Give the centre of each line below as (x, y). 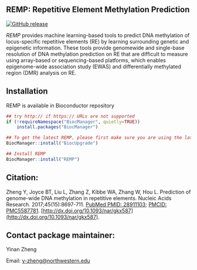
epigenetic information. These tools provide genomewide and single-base (95, 48)
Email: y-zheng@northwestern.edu (48, 261)
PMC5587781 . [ (25, 211)
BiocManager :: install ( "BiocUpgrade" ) (52, 144)
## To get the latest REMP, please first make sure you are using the (94, 138)
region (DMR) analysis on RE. (41, 72)
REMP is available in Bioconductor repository (60, 105)
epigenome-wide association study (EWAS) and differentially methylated (94, 66)
